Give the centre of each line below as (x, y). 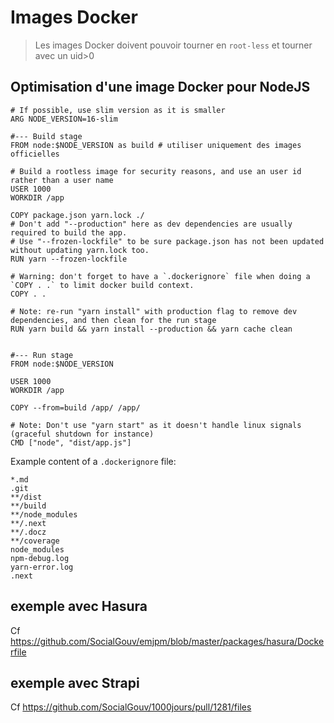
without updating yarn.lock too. (80, 250)
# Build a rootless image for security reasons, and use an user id (156, 171)
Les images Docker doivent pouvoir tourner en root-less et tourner (173, 45)
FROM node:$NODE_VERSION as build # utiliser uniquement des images (156, 145)
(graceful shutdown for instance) (82, 434)
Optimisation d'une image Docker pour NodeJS (160, 87)
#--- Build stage (46, 136)
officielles (35, 154)
